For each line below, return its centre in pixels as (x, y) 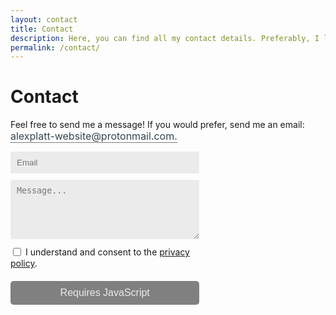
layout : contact (44, 19)
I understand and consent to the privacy (107, 252)
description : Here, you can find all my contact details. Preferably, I (165, 38)
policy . (24, 263)
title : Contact (42, 29)
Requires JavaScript (104, 292)
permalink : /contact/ (55, 47)
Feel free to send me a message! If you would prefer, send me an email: (157, 125)
